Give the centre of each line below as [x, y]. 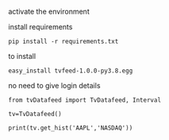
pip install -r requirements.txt [63, 41]
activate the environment [49, 12]
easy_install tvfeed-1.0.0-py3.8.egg [71, 71]
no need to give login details [54, 86]
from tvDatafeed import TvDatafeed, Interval [84, 100]
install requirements [40, 27]
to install [22, 56]
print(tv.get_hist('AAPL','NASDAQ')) [71, 128]
